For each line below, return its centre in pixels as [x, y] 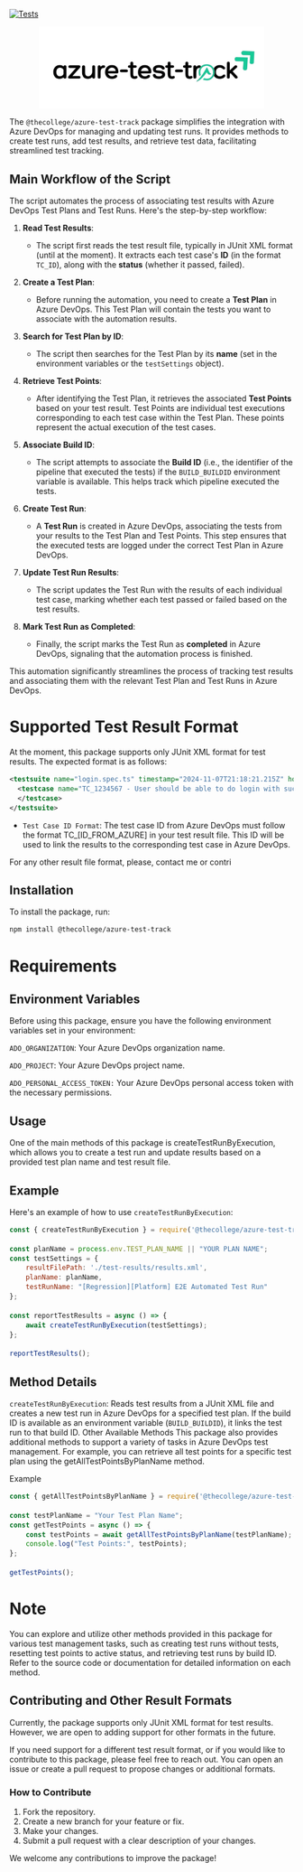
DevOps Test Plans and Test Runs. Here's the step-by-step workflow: [138, 211]
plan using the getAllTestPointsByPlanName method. [107, 1461]
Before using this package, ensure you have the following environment [141, 1021]
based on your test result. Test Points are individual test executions [161, 408]
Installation [41, 890]
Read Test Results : [58, 228]
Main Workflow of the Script [90, 179]
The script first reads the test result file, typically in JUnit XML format [164, 246]
